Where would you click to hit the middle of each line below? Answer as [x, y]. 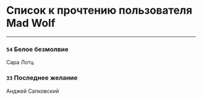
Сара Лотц [20, 62]
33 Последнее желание [42, 78]
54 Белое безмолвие [38, 49]
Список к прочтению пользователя [99, 10]
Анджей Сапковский [32, 91]
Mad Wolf [31, 23]
